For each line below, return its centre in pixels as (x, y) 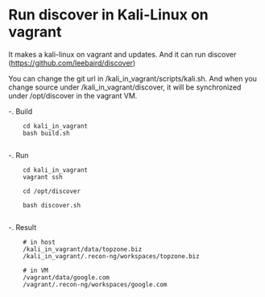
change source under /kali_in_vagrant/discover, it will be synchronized (125, 87)
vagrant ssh (43, 177)
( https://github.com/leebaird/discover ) (72, 63)
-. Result (23, 227)
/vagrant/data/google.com (66, 277)
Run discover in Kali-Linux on (109, 15)
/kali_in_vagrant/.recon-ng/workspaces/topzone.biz (111, 256)
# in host (39, 242)
